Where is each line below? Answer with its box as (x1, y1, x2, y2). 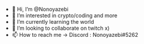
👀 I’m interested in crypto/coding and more (11, 12, 118, 19)
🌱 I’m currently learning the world (11, 18, 94, 25)
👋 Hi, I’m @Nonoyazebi (11, 6, 69, 12)
